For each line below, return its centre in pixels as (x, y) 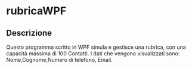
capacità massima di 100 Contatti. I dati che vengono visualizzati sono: (93, 54)
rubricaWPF (36, 11)
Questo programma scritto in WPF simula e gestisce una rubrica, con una (96, 47)
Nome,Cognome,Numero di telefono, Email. (59, 60)
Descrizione (29, 33)
